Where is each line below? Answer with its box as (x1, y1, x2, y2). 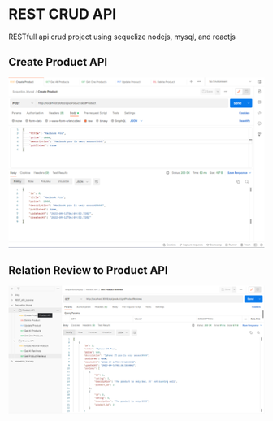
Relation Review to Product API (8, 263, 168, 277)
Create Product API (8, 55, 108, 69)
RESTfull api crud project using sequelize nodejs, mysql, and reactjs (8, 32, 236, 41)
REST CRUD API (8, 5, 117, 24)
